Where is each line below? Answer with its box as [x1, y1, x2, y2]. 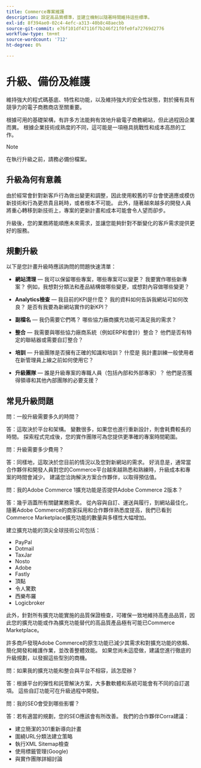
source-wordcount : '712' [6, 37, 68, 43]
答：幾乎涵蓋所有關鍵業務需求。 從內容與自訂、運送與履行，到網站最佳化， [6, 499, 191, 506]
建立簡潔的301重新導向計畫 [14, 725, 82, 733]
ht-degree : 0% [6, 43, 42, 48]
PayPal [14, 539, 32, 546]
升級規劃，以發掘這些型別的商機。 [6, 654, 90, 661]
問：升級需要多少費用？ [6, 446, 64, 453]
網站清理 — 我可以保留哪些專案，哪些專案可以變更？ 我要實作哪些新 [14, 276, 182, 283]
